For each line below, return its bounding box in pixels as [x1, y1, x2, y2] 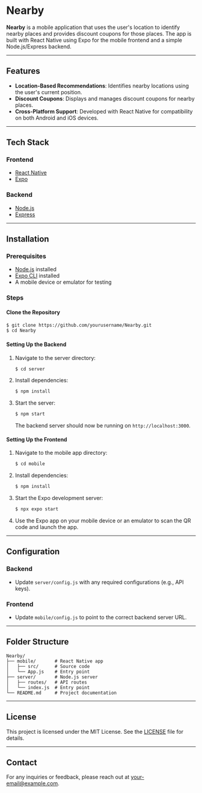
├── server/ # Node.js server [6, 674, 98, 680]
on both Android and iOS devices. [14, 114, 99, 121]
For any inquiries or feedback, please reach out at [6, 774, 130, 781]
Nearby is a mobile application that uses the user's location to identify [6, 24, 180, 31]
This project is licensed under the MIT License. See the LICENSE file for [6, 728, 184, 735]
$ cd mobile [14, 461, 45, 467]
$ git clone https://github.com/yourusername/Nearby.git [6, 322, 152, 328]
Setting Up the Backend [6, 341, 67, 348]
